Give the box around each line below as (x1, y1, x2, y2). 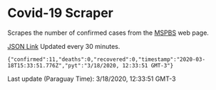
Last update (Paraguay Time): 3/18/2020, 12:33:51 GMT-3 (7, 74, 176, 83)
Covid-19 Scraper (7, 5, 114, 21)
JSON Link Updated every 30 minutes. (7, 42, 120, 50)
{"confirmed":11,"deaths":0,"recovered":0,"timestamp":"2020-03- (7, 55, 205, 63)
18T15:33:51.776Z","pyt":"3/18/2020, (7, 62, 120, 69)
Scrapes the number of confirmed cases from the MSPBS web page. (7, 28, 209, 37)
